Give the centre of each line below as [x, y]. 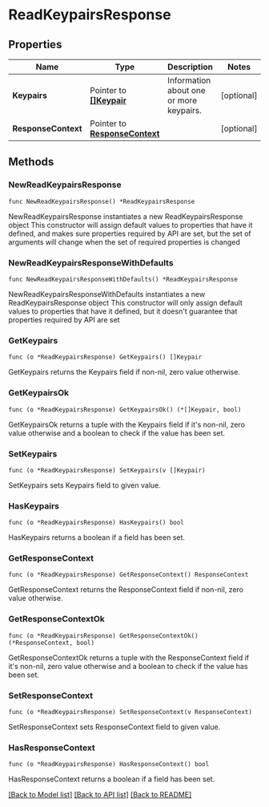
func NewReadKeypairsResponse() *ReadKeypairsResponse [102, 201]
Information [189, 80]
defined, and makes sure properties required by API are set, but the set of [130, 233]
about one [187, 90]
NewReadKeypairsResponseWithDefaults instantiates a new [107, 294]
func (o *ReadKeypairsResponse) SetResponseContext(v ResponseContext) [130, 712]
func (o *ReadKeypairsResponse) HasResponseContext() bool [109, 764]
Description [191, 67]
